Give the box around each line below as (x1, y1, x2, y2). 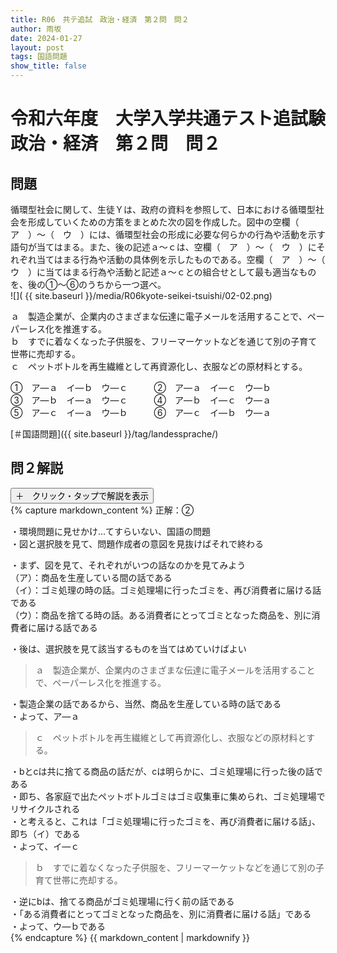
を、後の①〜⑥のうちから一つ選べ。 (10, 279, 167, 290)
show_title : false (10, 61, 87, 71)
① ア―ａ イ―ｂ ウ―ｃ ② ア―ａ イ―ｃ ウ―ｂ (10, 382, 272, 393)
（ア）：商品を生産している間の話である (10, 571, 173, 583)
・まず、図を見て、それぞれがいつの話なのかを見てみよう (10, 559, 247, 571)
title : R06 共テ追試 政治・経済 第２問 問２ (10, 14, 190, 25)
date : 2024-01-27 (10, 33, 83, 43)
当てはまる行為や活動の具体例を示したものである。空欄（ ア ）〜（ (36, 254, 326, 265)
